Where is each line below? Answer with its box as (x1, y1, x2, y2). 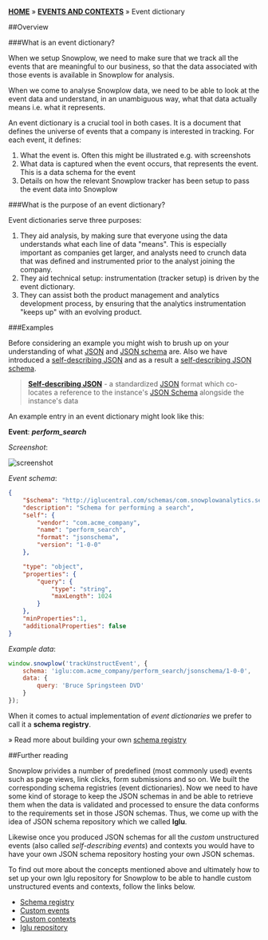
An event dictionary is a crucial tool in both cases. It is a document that (8, 118, 242, 127)
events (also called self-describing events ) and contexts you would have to (8, 840, 255, 850)
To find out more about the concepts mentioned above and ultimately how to (8, 864, 260, 874)
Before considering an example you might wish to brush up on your (8, 339, 230, 347)
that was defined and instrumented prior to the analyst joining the (19, 256, 235, 266)
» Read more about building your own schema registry (8, 735, 187, 744)
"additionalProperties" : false (22, 622, 127, 630)
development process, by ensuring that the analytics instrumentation (19, 299, 246, 308)
